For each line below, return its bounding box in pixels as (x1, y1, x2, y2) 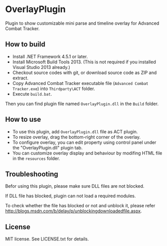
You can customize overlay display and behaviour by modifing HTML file (12, 150, 162, 156)
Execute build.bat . (12, 91, 53, 97)
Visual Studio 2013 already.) (12, 64, 70, 70)
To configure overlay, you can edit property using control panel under (12, 139, 156, 145)
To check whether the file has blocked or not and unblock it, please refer (5, 203, 155, 209)
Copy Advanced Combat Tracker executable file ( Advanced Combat (12, 80, 149, 86)
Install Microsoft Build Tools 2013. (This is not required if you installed (12, 59, 156, 65)
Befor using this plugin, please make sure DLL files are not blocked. (5, 183, 144, 189)
